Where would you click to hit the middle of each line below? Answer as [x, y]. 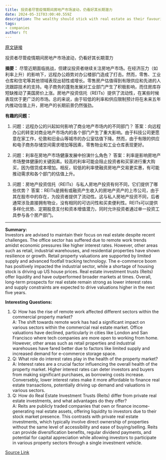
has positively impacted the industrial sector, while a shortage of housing [80, 266]
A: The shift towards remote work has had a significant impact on [79, 322]
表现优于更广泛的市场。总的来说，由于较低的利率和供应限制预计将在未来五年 [83, 99]
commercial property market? [42, 317]
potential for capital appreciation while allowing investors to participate [84, 438]
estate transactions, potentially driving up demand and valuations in [81, 385]
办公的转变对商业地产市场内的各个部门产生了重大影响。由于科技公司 [82, 132]
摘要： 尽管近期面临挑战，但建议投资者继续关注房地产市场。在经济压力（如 [82, 68]
